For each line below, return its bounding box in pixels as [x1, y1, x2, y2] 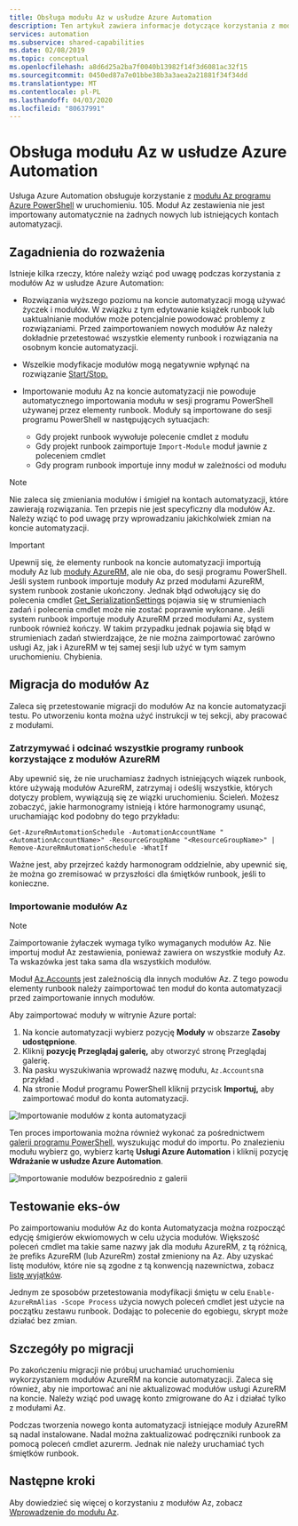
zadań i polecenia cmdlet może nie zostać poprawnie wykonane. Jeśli [9, 604, 265, 614]
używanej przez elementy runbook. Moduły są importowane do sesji [21, 405, 272, 415]
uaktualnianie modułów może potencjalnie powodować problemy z [21, 314, 266, 324]
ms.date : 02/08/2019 [9, 46, 86, 55]
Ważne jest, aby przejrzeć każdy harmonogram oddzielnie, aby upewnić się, [9, 859, 288, 870]
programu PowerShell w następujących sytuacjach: [21, 414, 210, 425]
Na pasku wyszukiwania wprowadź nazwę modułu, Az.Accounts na [21, 1065, 264, 1075]
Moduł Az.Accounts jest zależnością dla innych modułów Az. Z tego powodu [9, 974, 288, 985]
